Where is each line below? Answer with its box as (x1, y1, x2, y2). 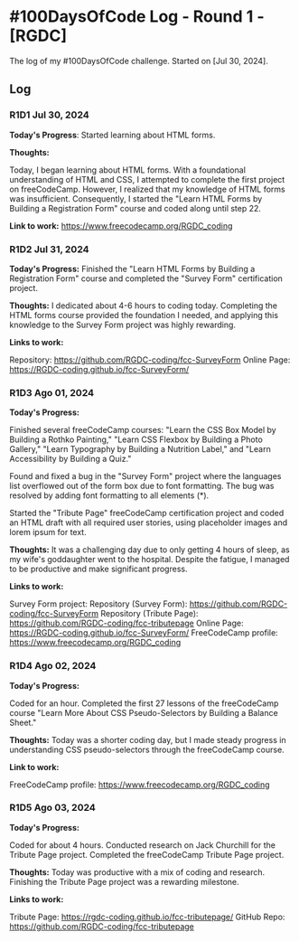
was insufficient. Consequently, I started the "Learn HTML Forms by (9, 193, 263, 204)
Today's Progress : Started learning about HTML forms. (9, 129, 216, 140)
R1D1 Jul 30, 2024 (9, 108, 89, 121)
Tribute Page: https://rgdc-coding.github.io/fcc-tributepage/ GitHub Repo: (9, 911, 285, 922)
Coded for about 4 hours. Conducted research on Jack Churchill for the (9, 839, 276, 851)
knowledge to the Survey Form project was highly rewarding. (9, 319, 237, 330)
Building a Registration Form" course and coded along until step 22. (9, 202, 262, 213)
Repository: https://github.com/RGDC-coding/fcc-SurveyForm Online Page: (9, 354, 291, 365)
